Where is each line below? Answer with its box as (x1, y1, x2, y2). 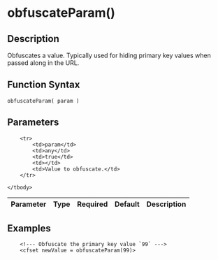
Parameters (7, 117, 59, 129)
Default (114, 199, 140, 209)
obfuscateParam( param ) (7, 97, 80, 104)
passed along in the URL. (7, 59, 80, 67)
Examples (7, 222, 51, 235)
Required (76, 199, 108, 209)
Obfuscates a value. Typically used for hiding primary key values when (7, 51, 211, 59)
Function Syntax (7, 79, 80, 91)
